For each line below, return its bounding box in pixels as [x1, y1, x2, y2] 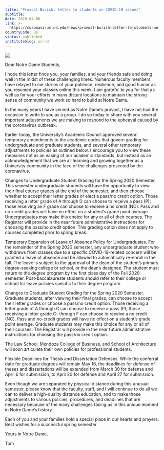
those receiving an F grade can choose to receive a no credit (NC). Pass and [5, 203, 159, 209]
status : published [5, 35, 42, 40]
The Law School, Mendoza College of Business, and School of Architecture [5, 341, 157, 347]
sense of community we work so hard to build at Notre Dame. [5, 97, 129, 103]
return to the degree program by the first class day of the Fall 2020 [5, 270, 140, 276]
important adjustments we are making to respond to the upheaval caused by [5, 117, 159, 123]
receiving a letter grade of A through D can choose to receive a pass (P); [5, 198, 151, 204]
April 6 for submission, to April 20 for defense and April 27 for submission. [5, 371, 155, 377]
